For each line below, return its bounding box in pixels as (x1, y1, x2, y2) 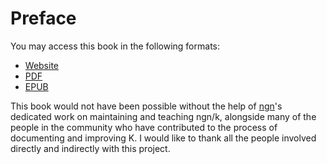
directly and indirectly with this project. (10, 142, 171, 154)
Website (24, 59, 60, 71)
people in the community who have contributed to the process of (10, 121, 278, 133)
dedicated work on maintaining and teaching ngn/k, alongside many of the (10, 110, 317, 122)
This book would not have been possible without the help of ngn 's (10, 100, 283, 112)
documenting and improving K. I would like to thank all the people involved (10, 132, 317, 144)
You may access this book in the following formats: (10, 40, 220, 52)
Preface (10, 7, 77, 30)
